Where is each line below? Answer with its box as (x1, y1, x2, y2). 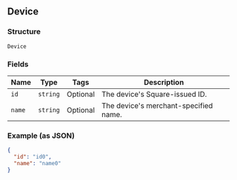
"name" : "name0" (13, 160, 61, 167)
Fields (7, 59, 29, 69)
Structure (7, 27, 41, 37)
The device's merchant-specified (101, 100, 213, 110)
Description (143, 77, 185, 87)
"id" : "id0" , (13, 153, 52, 161)
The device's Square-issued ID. (101, 89, 207, 99)
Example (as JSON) (7, 131, 75, 140)
